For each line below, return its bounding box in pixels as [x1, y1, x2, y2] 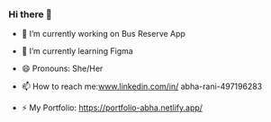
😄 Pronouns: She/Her [21, 63, 104, 74]
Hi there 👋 [8, 8, 53, 21]
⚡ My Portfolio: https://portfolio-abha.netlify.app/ [21, 102, 203, 113]
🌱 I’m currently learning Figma [21, 46, 134, 57]
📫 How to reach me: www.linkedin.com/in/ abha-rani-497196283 [21, 81, 263, 92]
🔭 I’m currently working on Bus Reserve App [21, 29, 186, 39]
